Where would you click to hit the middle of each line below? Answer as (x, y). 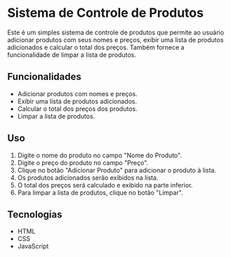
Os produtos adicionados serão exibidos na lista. (88, 178)
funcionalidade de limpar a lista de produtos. (72, 55)
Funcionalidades (45, 77)
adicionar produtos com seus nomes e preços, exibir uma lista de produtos (115, 39)
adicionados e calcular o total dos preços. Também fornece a (96, 47)
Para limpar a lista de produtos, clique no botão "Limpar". (100, 192)
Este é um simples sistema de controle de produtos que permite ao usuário (116, 32)
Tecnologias (35, 215)
